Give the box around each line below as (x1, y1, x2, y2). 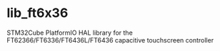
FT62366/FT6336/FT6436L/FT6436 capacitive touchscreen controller (6, 35, 214, 44)
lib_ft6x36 (6, 5, 69, 21)
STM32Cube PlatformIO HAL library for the (6, 28, 133, 37)
